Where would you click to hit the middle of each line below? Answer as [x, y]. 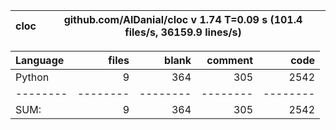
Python [32, 77]
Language [40, 60]
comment [229, 60]
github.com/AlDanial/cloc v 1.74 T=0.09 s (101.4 [183, 19]
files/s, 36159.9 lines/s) [183, 32]
